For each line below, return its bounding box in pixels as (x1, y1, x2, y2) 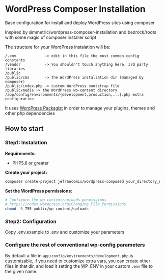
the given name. (5, 268, 38, 274)
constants (5, 57, 26, 62)
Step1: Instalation (5, 139, 48, 146)
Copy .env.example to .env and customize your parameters (5, 229, 125, 235)
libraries (5, 66, 26, 71)
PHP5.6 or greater (12, 160, 49, 166)
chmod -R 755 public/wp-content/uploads (5, 206, 89, 212)
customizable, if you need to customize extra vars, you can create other (5, 258, 151, 264)
